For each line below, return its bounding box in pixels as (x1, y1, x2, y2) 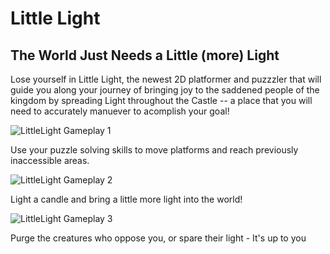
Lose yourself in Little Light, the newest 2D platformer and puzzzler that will (10, 73, 322, 85)
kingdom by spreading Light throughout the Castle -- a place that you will (10, 95, 313, 106)
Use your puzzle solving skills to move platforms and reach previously (10, 144, 299, 156)
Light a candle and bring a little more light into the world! (10, 193, 243, 205)
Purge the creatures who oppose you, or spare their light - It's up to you (10, 232, 307, 244)
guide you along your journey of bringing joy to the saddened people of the (10, 84, 320, 96)
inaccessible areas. (10, 155, 90, 166)
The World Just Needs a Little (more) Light (10, 47, 280, 64)
